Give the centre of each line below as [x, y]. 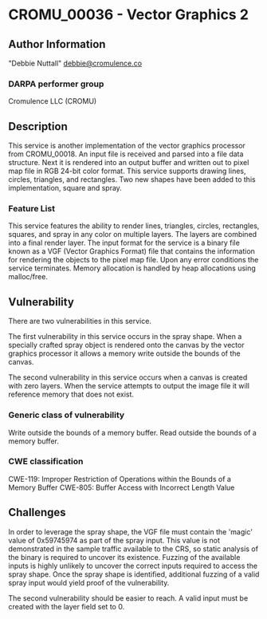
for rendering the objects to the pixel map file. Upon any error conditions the [133, 260]
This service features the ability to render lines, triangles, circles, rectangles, [134, 226]
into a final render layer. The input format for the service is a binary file [124, 243]
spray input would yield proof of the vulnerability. [89, 582]
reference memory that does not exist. [71, 394]
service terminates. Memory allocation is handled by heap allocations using [132, 268]
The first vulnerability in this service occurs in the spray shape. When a [125, 337]
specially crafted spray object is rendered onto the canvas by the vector [126, 345]
